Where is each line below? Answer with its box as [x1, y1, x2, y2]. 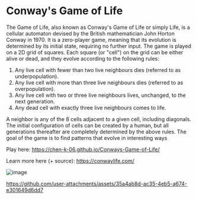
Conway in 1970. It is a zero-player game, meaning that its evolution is [6, 36, 176, 43]
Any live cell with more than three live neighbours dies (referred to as [14, 79, 183, 86]
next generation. [14, 97, 55, 105]
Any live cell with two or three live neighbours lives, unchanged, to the [14, 92, 186, 99]
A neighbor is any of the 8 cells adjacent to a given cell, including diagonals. [6, 115, 192, 122]
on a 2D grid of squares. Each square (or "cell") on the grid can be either [6, 48, 183, 56]
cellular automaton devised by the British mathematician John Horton [6, 30, 175, 37]
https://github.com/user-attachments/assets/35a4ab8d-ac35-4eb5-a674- [6, 180, 188, 187]
